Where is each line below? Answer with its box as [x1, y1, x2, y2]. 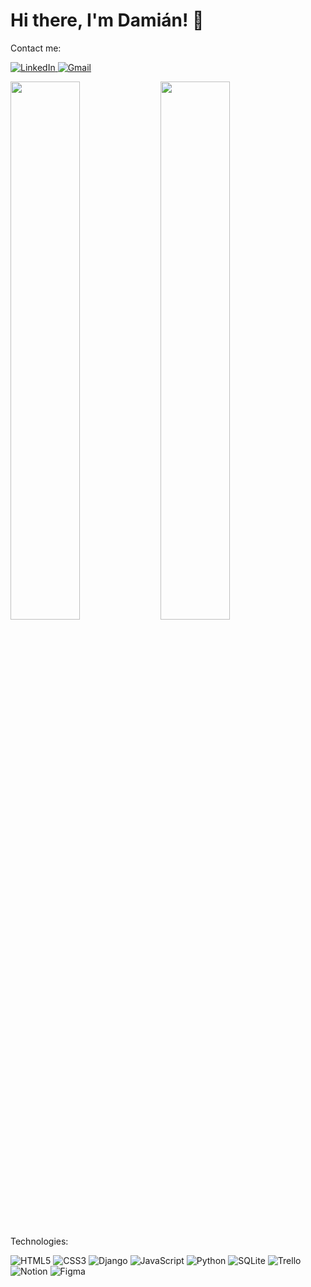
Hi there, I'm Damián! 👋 [10, 9, 205, 32]
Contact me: [10, 42, 62, 54]
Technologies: [10, 1235, 69, 1247]
